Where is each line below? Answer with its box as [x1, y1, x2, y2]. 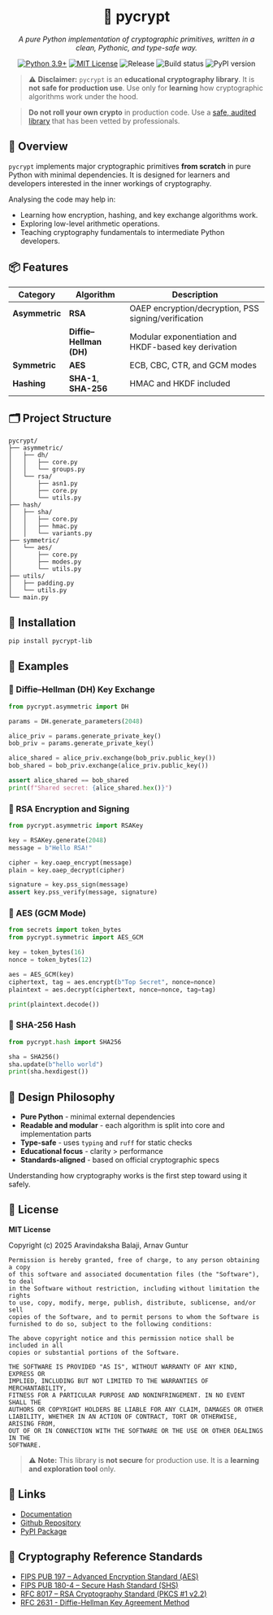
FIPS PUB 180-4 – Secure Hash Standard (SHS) [19, 1580, 179, 1590]
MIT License [8, 1224, 51, 1234]
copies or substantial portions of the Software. [8, 1348, 180, 1356]
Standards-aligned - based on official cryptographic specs [19, 1155, 219, 1165]
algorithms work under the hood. [28, 91, 139, 101]
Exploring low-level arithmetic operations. [19, 219, 160, 229]
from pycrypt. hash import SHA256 [8, 1038, 122, 1046]
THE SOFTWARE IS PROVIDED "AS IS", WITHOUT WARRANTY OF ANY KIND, [8, 1362, 238, 1371]
